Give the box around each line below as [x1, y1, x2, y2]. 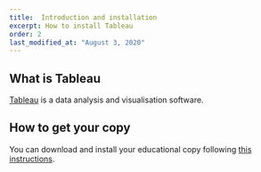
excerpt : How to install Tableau [9, 21, 134, 30]
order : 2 [9, 29, 42, 38]
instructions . [9, 153, 55, 164]
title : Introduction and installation [9, 12, 158, 22]
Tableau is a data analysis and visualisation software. [9, 94, 204, 105]
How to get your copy [9, 120, 131, 135]
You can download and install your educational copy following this [9, 143, 252, 154]
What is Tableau [9, 70, 101, 86]
